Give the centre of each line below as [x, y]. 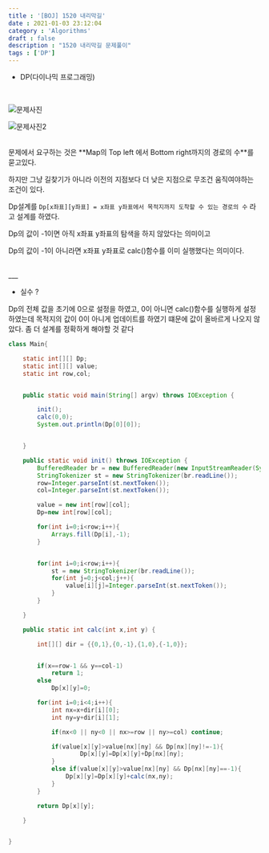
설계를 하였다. [38, 216]
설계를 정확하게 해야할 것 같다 [88, 329]
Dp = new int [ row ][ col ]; [75, 512]
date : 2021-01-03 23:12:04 [55, 23]
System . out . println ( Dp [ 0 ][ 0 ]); [89, 425]
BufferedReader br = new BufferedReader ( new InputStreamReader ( [147, 468]
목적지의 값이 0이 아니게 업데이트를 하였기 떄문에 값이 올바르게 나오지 [144, 319]
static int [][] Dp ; [55, 358]
